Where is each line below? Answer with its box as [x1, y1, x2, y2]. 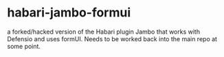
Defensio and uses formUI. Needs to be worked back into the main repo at [7, 34, 218, 43]
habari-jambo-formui [7, 5, 131, 21]
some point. [7, 42, 41, 50]
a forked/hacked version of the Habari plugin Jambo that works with [7, 27, 201, 36]
